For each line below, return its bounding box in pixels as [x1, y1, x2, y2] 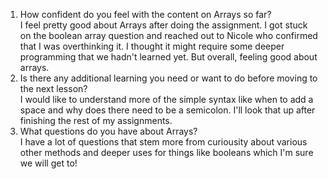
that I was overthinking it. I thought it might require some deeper [19, 40, 285, 52]
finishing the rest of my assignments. [19, 115, 173, 126]
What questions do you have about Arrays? [19, 125, 198, 137]
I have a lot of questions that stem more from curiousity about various [19, 136, 308, 148]
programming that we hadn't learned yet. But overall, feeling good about [19, 51, 318, 63]
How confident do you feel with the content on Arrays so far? [19, 9, 272, 20]
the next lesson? [19, 83, 88, 94]
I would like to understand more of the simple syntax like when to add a [19, 94, 314, 105]
